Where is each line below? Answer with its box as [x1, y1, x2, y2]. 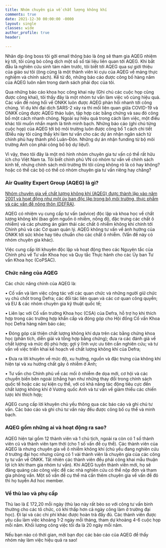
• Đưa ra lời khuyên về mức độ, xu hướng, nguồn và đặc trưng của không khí [5, 356, 161, 362]
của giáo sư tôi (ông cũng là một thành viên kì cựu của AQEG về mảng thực [5, 69, 158, 75]
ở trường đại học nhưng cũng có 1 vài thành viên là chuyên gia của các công [5, 451, 161, 457]
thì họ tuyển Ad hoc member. [5, 477, 64, 483]
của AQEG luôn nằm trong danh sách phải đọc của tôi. [5, 79, 115, 85]
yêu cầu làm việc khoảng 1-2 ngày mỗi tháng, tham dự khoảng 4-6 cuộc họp [5, 517, 161, 523]
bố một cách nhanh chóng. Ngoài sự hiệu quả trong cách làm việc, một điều [5, 115, 160, 121]
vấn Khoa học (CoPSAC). [5, 257, 56, 263]
